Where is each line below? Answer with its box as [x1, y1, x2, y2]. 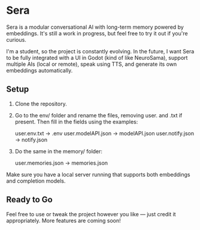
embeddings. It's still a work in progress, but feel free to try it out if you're [6, 29, 188, 37]
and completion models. [6, 177, 66, 184]
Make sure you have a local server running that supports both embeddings [6, 171, 190, 178]
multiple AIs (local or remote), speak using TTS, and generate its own [6, 60, 177, 68]
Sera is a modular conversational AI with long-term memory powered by [6, 23, 184, 31]
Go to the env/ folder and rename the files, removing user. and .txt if [14, 111, 183, 119]
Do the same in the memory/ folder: [14, 147, 103, 155]
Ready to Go [6, 195, 53, 205]
